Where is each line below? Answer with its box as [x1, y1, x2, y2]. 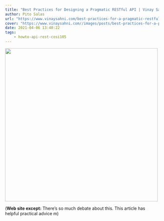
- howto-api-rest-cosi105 [14, 35, 67, 40]
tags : [5, 30, 16, 35]
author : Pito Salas [5, 12, 45, 17]
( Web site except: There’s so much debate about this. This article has [5, 205, 145, 211]
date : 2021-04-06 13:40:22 [5, 25, 60, 30]
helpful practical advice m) [5, 210, 59, 216]
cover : [5, 21, 19, 26]
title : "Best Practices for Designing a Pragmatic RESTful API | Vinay [5, 7, 154, 12]
